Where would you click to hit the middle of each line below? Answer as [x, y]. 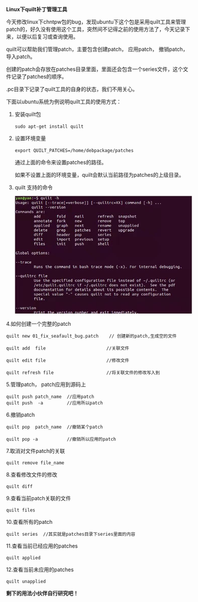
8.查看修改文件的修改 [32, 475]
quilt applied [24, 558]
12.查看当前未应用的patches [40, 569]
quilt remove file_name [35, 463]
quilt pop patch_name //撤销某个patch [55, 427]
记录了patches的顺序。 [39, 77]
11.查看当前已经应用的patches [42, 546]
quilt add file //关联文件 [68, 348]
